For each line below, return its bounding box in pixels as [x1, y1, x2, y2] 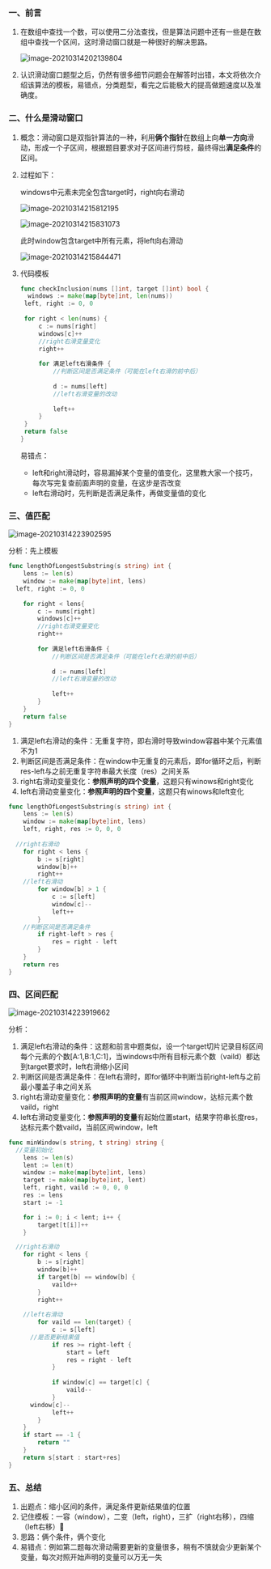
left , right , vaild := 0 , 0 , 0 [23, 1184, 129, 1192]
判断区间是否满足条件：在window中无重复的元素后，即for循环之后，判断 [19, 756, 261, 765]
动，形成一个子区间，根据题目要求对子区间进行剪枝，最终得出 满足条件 [19, 142, 255, 152]
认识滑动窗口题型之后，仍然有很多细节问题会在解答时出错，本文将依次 [19, 70, 255, 80]
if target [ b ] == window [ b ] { [37, 1273, 136, 1281]
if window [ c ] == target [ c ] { [51, 1378, 150, 1387]
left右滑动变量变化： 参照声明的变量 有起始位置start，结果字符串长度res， [19, 1112, 263, 1122]
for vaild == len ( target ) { [37, 1318, 132, 1326]
